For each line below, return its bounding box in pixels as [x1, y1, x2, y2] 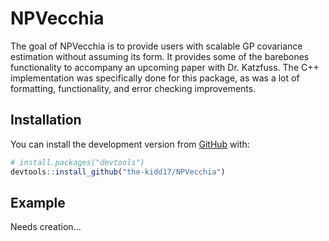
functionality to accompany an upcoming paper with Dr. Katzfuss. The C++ [10, 61, 320, 73]
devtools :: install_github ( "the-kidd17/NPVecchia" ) [10, 167, 226, 177]
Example [10, 194, 66, 211]
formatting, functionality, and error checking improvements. [10, 82, 257, 94]
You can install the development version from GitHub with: [10, 138, 250, 150]
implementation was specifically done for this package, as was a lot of [10, 72, 300, 84]
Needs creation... [10, 221, 82, 233]
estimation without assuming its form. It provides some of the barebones [10, 50, 310, 62]
